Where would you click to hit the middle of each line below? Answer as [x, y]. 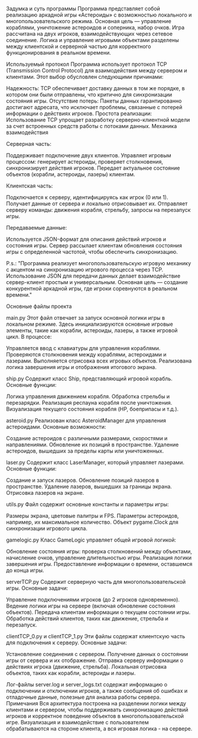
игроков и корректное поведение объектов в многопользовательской [95, 716]
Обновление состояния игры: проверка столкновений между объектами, [99, 551]
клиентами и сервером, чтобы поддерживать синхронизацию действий [97, 710]
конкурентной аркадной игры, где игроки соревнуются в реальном [92, 288]
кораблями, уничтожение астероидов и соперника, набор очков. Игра [95, 27]
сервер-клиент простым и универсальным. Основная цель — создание [97, 282]
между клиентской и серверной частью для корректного [79, 46]
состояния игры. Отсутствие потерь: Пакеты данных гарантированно [94, 101]
